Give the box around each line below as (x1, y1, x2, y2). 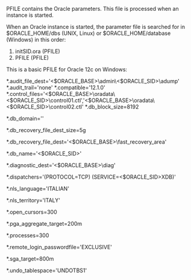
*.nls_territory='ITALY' (6, 197, 60, 204)
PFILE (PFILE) (14, 54, 49, 61)
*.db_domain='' (6, 115, 44, 122)
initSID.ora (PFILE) (14, 48, 60, 55)
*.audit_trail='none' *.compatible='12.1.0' (6, 84, 105, 91)
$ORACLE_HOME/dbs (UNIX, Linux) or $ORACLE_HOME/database (6, 30, 171, 37)
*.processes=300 (6, 232, 49, 239)
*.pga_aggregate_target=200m (6, 220, 83, 227)
